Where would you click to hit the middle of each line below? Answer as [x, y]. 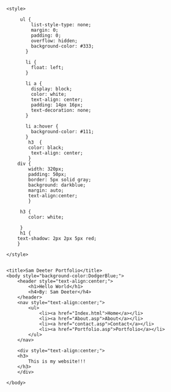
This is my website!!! [57, 361]
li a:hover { [42, 126]
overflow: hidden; [54, 41]
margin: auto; [46, 191]
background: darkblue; [57, 185]
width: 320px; [46, 169]
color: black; [46, 148]
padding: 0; [46, 35]
